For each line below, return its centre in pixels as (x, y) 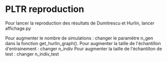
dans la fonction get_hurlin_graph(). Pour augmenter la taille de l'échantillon (83, 43)
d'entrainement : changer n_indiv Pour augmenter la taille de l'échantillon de (84, 48)
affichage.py (18, 28)
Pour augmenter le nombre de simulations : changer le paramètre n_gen (79, 38)
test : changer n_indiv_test (32, 54)
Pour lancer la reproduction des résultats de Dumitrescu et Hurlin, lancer (80, 23)
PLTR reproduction (45, 9)
